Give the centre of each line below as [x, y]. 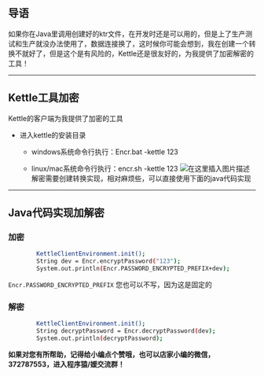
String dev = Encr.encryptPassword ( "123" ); [108, 261]
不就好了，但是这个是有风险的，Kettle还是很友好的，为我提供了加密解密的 [134, 53]
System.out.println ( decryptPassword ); [100, 338]
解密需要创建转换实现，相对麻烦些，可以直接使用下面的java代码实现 [141, 178]
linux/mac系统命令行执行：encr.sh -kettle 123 [104, 168]
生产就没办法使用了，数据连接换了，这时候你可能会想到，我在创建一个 [135, 43]
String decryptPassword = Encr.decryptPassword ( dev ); [126, 331]
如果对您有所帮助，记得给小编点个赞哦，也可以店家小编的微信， [111, 354]
